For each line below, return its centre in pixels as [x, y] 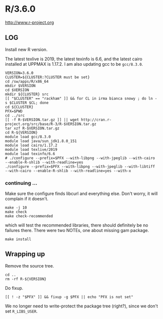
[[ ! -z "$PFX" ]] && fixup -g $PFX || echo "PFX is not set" [69, 297]
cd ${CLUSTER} [19, 107]
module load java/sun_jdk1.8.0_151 [41, 141]
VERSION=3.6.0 [19, 73]
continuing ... [21, 183]
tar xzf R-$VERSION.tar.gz [32, 128]
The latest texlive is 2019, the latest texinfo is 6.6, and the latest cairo [74, 59]
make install [18, 239]
